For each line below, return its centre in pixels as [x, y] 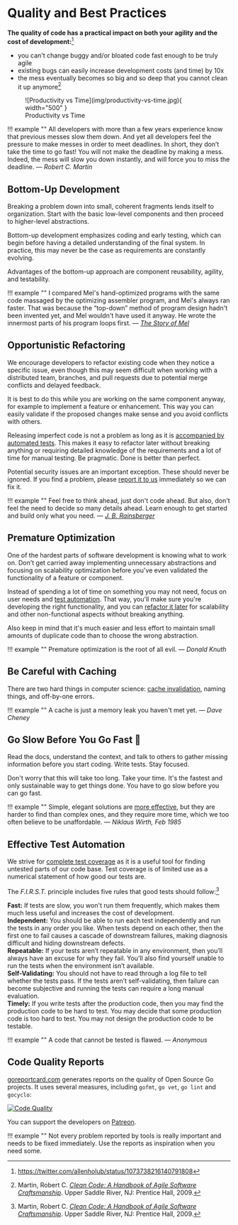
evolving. [21, 258]
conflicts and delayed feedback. [54, 385]
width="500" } [46, 108]
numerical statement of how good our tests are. [77, 877]
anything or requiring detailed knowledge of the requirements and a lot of [114, 450]
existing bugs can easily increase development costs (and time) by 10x [121, 70]
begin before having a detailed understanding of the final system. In [106, 243]
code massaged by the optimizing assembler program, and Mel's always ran [119, 300]
